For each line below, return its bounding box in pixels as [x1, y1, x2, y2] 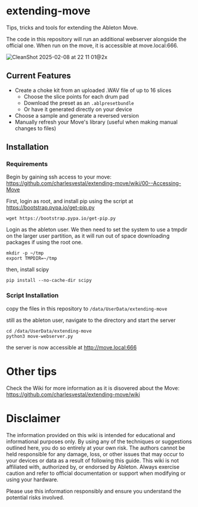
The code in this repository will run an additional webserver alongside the [6, 35, 187, 42]
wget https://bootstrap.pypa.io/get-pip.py [6, 216, 116, 222]
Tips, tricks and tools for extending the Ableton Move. [6, 24, 138, 31]
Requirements [6, 160, 48, 168]
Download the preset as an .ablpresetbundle [23, 99, 134, 106]
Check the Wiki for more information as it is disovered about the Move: [6, 384, 180, 392]
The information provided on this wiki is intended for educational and [6, 431, 176, 438]
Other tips [6, 364, 57, 378]
